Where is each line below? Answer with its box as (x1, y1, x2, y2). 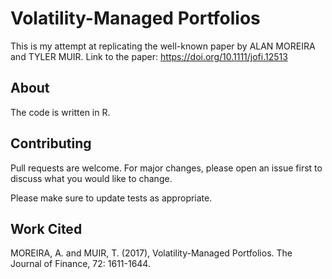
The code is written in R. (10, 106, 111, 118)
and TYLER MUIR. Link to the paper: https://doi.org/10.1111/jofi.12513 (10, 50, 288, 62)
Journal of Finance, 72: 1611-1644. (10, 258, 151, 270)
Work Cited (10, 220, 83, 237)
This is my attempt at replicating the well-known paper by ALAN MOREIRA (10, 40, 316, 52)
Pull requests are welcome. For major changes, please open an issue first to (10, 162, 323, 174)
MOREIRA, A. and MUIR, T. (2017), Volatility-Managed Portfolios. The (10, 247, 293, 259)
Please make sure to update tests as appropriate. (10, 192, 213, 204)
